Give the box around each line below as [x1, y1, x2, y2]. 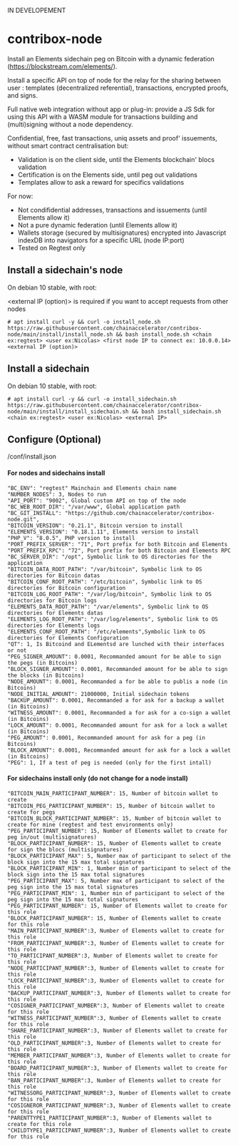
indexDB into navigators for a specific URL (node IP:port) [17, 235, 185, 245]
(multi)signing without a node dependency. [7, 120, 133, 128]
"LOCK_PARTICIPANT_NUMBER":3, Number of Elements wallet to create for [7, 977, 224, 984]
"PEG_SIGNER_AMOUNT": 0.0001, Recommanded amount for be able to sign [7, 653, 222, 660]
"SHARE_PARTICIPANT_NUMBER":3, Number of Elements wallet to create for [7, 1027, 228, 1034]
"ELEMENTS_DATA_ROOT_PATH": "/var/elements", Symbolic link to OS [7, 603, 209, 610]
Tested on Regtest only [17, 243, 86, 252]
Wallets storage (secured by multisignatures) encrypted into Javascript [17, 228, 227, 237]
